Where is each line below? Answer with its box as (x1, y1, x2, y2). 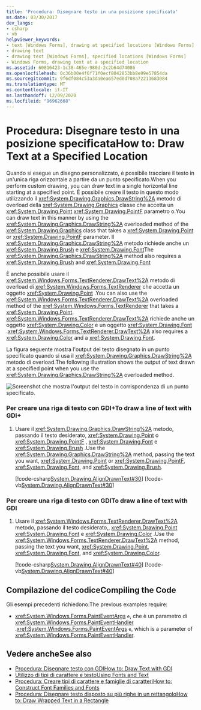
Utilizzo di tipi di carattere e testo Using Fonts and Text (14, 671, 149, 678)
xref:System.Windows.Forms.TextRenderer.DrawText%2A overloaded (6, 295, 178, 303)
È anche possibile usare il (6, 270, 69, 277)
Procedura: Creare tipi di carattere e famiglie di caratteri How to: (14, 678, 172, 685)
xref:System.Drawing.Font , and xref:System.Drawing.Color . (14, 550, 161, 557)
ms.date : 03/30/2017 (6, 14, 58, 20)
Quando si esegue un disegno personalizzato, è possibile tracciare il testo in (6, 169, 195, 176)
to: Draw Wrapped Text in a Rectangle (14, 697, 109, 704)
